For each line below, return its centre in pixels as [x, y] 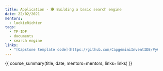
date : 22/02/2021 [23, 14]
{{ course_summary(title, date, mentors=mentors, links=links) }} [69, 63]
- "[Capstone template [32, 49]
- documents [22, 36]
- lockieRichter [26, 23]
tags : [10, 27]
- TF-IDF [18, 32]
